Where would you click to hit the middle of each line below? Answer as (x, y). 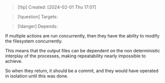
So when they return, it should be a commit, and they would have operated (82, 71)
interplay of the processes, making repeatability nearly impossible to (76, 56)
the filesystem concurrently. (34, 41)
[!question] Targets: (38, 17)
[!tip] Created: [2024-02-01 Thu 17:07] (57, 7)
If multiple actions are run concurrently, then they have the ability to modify (82, 36)
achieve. (14, 61)
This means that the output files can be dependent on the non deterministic (83, 51)
